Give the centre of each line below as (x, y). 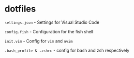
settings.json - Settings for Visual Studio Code (52, 22)
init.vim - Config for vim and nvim (39, 41)
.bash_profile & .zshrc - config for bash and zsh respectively (67, 50)
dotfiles (20, 9)
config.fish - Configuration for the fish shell (49, 31)
